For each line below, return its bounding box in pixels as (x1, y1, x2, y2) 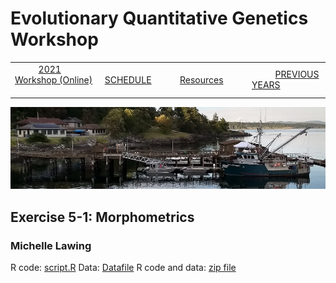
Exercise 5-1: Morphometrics (10, 208, 195, 226)
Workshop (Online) (14, 73, 93, 86)
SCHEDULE (104, 73, 152, 86)
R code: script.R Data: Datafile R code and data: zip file (10, 262, 237, 274)
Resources (179, 73, 224, 86)
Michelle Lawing (10, 238, 92, 252)
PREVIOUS (274, 68, 320, 81)
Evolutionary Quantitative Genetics (10, 7, 309, 30)
